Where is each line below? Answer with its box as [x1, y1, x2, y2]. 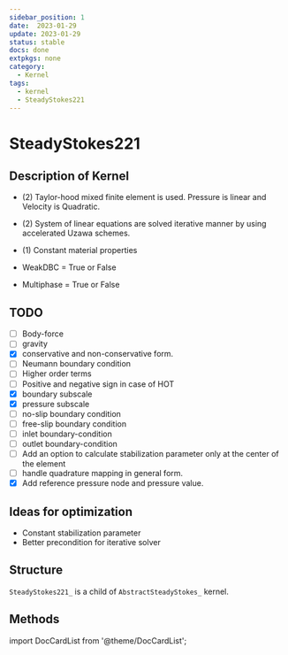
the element [21, 458, 66, 469]
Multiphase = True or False [21, 280, 120, 290]
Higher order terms [21, 368, 92, 379]
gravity [21, 338, 49, 350]
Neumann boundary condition [21, 358, 131, 369]
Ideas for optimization [9, 504, 133, 519]
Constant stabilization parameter [21, 528, 141, 538]
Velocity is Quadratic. [21, 201, 101, 212]
